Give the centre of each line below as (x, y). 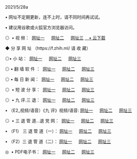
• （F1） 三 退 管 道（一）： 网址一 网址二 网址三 (58, 131)
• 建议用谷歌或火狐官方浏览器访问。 (41, 27)
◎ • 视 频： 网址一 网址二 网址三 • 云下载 (55, 38)
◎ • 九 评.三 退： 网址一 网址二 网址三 (50, 100)
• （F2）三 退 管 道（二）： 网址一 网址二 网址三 (58, 141)
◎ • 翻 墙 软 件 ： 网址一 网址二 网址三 (50, 69)
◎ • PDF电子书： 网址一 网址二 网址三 (50, 152)
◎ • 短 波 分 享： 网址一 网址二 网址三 (50, 89)
